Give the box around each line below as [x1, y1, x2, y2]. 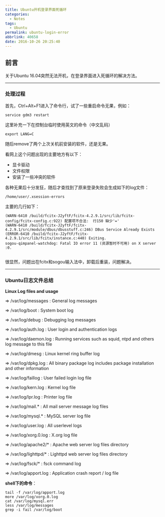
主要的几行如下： [5, 203, 40, 209]
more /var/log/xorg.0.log [5, 494, 58, 499]
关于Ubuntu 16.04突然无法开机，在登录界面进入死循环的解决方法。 [5, 72, 140, 79]
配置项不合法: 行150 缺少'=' [64, 218, 119, 224]
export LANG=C [5, 131, 34, 137]
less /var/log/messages [5, 503, 54, 508]
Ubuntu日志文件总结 [5, 277, 54, 284]
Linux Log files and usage [5, 288, 58, 294]
